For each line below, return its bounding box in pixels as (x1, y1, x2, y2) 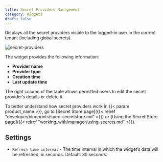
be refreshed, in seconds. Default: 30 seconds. (12, 152, 108, 158)
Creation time (12, 74, 41, 80)
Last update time (12, 79, 47, 85)
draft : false (5, 16, 32, 21)
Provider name (12, 63, 43, 69)
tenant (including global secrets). (5, 35, 72, 41)
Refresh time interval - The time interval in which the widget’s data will (12, 146, 159, 152)
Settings (5, 133, 32, 141)
